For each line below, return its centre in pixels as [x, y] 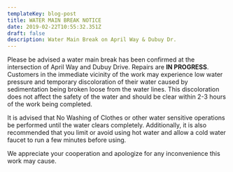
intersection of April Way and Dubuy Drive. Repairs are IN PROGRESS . [108, 67]
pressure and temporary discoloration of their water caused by [98, 82]
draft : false [26, 33]
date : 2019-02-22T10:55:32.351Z [54, 27]
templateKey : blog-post [42, 14]
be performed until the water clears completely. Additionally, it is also [107, 125]
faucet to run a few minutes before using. [67, 140]
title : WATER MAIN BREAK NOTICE [54, 20]
